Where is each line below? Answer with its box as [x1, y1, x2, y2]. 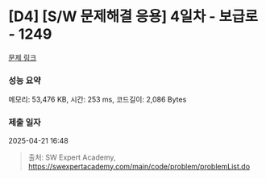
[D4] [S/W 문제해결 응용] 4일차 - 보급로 [8, 7, 259, 26]
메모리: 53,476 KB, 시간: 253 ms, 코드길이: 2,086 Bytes [8, 94, 187, 105]
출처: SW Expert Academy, [27, 152, 116, 162]
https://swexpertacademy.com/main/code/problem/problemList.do [27, 161, 251, 171]
